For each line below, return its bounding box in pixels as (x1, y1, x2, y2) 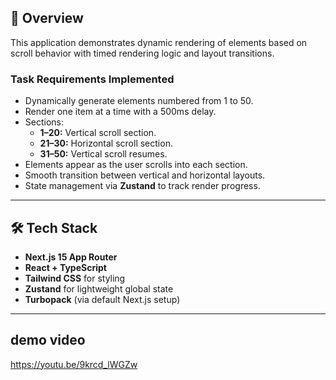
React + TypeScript (24, 261, 107, 273)
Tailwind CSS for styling (24, 272, 126, 284)
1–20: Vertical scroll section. (39, 127, 157, 139)
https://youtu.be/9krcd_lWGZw (10, 358, 138, 370)
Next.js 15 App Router (24, 251, 118, 263)
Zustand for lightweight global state (24, 282, 174, 295)
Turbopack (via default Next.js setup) (24, 293, 181, 305)
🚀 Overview (10, 10, 84, 27)
